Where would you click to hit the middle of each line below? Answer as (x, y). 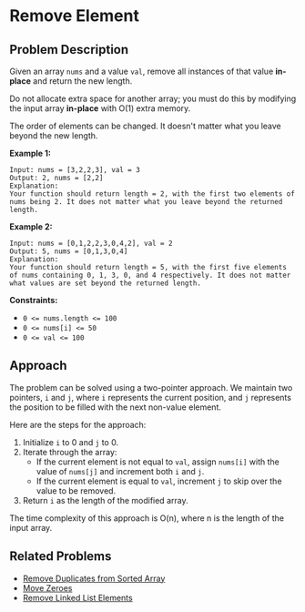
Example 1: (30, 153)
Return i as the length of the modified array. (105, 500)
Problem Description (69, 50)
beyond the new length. (54, 136)
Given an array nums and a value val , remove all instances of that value (142, 71)
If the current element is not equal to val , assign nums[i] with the (158, 462)
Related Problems (61, 556)
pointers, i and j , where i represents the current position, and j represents (150, 397)
